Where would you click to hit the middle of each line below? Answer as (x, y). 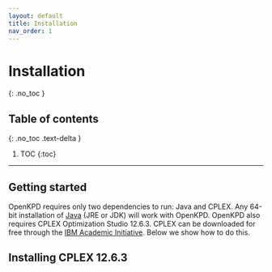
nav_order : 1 (30, 31)
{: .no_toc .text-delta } (45, 138)
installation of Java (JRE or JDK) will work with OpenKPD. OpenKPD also (140, 215)
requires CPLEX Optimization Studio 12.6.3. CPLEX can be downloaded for (132, 223)
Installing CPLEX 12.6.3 (68, 258)
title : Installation (43, 23)
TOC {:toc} (38, 154)
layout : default (36, 16)
